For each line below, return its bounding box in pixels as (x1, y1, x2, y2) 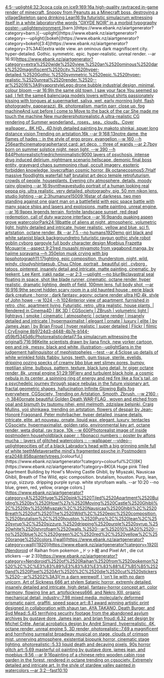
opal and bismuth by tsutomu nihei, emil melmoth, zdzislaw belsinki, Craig (5, 401, 154, 407)
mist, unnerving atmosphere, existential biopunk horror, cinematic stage (5, 636, 150, 642)
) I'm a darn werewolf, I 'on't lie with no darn (57, 574, 145, 580)
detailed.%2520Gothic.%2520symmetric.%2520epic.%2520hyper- (5, 72, 142, 77)
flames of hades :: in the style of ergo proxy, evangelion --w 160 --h (5, 136, 142, 141)
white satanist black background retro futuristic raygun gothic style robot (5, 235, 151, 240)
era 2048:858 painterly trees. (5, 453, 61, 459)
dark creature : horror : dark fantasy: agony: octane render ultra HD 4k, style (5, 292, 159, 298)
